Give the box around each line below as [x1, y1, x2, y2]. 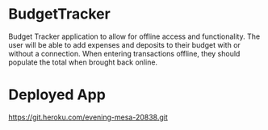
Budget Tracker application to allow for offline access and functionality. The [8, 31, 261, 41]
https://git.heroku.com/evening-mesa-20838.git [8, 112, 168, 122]
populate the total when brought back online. [8, 57, 158, 67]
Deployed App [8, 86, 107, 104]
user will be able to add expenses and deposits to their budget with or [8, 40, 241, 49]
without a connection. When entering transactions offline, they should [8, 48, 241, 58]
